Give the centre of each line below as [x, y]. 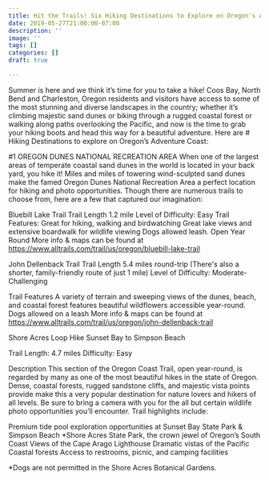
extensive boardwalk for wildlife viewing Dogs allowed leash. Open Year [127, 231]
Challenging [28, 281]
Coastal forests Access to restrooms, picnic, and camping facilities [118, 452]
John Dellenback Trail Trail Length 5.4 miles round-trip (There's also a [124, 264]
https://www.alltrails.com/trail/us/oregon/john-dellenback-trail [111, 322]
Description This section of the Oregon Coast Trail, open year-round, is [125, 368]
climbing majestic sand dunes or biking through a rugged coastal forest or [130, 115]
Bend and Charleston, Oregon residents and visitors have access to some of [134, 98]
